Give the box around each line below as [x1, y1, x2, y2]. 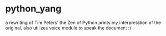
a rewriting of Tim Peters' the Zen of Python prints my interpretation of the [5, 19, 161, 25]
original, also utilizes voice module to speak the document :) [5, 24, 131, 30]
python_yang [5, 3, 62, 14]
